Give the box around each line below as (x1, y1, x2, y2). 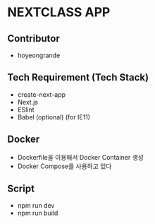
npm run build (17, 209, 58, 218)
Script (7, 183, 35, 195)
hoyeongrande (17, 51, 61, 59)
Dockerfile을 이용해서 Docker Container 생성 (17, 153, 144, 161)
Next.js (17, 98, 39, 106)
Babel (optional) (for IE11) (17, 112, 90, 121)
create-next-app (17, 90, 66, 99)
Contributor (7, 33, 60, 45)
